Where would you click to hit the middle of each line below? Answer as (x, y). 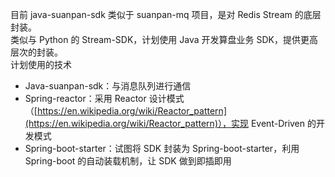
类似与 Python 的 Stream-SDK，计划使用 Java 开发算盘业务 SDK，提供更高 (164, 39)
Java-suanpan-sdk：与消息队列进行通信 (108, 86)
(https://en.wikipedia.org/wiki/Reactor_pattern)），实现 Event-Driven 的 (170, 123)
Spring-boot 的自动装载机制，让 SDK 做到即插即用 (128, 161)
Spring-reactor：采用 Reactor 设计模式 (104, 98)
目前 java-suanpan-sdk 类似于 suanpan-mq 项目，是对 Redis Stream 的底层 (166, 14)
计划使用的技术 (41, 64)
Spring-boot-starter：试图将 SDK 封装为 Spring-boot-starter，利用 (162, 148)
